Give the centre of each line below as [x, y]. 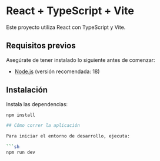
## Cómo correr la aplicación [43, 126]
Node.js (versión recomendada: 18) [57, 71]
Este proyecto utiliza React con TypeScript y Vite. [66, 27]
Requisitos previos [41, 46]
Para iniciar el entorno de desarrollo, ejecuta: [68, 136]
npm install [21, 115]
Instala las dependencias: [37, 104]
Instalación [27, 90]
